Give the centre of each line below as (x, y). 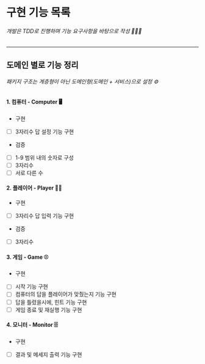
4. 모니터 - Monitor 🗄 (32, 325)
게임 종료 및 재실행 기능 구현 (49, 310)
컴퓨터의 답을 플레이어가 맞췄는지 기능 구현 (66, 294)
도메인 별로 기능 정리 (42, 65)
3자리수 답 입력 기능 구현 (45, 216)
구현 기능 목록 (38, 13)
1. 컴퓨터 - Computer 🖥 (34, 102)
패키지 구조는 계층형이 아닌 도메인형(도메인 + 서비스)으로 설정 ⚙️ (82, 82)
